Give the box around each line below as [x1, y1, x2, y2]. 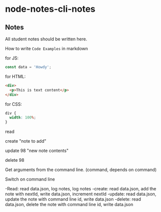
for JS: [5, 55, 19, 61]
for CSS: [5, 101, 22, 107]
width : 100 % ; [9, 115, 36, 120]
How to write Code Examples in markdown [5, 46, 88, 51]
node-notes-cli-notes [5, 3, 96, 15]
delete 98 [5, 157, 25, 163]
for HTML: [5, 73, 26, 79]
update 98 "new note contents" [5, 148, 69, 153]
